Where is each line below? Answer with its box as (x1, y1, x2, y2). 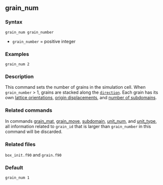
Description (5, 73, 34, 80)
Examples (5, 51, 30, 57)
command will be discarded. (5, 129, 63, 134)
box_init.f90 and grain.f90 (5, 152, 62, 158)
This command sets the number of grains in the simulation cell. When (5, 84, 146, 90)
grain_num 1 (5, 175, 30, 181)
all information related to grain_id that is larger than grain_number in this (5, 123, 151, 129)
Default (5, 164, 24, 171)
